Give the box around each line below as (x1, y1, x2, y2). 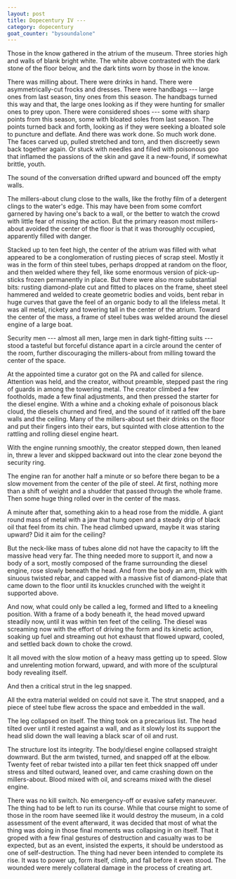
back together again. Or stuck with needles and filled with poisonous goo (7, 145, 219, 153)
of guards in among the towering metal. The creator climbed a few (7, 385, 199, 394)
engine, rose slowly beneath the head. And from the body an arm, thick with (7, 567, 228, 575)
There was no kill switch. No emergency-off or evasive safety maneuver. (7, 796, 218, 805)
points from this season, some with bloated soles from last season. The (7, 115, 214, 124)
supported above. (7, 589, 59, 598)
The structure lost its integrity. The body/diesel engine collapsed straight (7, 745, 218, 754)
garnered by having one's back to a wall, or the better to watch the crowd (7, 210, 220, 218)
